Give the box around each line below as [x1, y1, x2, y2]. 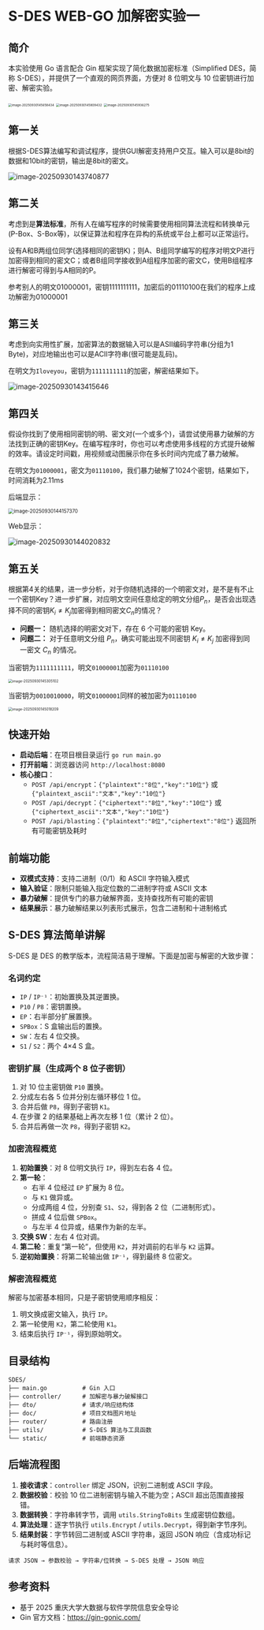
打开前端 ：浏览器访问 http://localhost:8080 [19, 760, 165, 770]
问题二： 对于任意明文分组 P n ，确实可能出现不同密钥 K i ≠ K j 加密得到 [19, 633, 244, 645]
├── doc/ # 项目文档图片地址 [8, 1409, 136, 1417]
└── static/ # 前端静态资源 [8, 1434, 125, 1442]
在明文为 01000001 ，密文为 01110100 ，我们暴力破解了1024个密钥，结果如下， [8, 466, 254, 476]
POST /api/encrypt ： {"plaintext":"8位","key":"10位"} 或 [31, 780, 218, 789]
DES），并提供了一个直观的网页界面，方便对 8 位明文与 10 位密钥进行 [24, 73, 247, 83]
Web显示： [8, 521, 44, 531]
